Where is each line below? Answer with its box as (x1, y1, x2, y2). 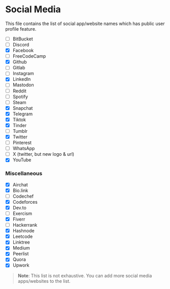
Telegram (12, 111, 33, 117)
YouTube (12, 157, 32, 163)
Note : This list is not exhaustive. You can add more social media (17, 272, 152, 279)
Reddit (12, 88, 26, 94)
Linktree (12, 239, 30, 246)
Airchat (12, 181, 28, 187)
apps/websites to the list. (17, 278, 71, 284)
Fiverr (12, 216, 25, 222)
